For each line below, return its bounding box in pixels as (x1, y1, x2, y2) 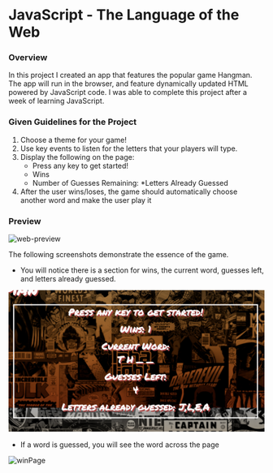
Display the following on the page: (19, 152, 135, 161)
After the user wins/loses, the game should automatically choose (19, 187, 238, 196)
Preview (8, 215, 41, 226)
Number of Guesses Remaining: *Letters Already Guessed (32, 178, 229, 187)
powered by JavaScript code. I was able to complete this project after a (8, 88, 248, 97)
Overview (8, 52, 48, 63)
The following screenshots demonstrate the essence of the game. (8, 250, 229, 260)
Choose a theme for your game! (19, 135, 128, 144)
